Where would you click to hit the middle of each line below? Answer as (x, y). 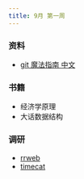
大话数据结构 (41, 117)
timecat (33, 166)
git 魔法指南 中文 (48, 65)
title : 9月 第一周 (37, 16)
